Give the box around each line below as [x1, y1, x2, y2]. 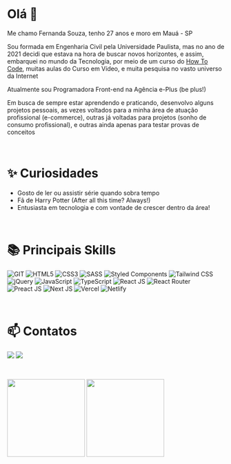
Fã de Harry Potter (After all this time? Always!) [17, 196, 151, 204]
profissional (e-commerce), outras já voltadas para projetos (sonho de [7, 113, 207, 122]
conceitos [7, 128, 36, 136]
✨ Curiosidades [7, 166, 99, 182]
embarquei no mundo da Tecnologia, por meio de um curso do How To [7, 57, 208, 65]
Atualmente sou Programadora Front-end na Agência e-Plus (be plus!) [7, 85, 207, 93]
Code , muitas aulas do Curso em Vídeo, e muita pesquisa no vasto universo [7, 64, 222, 72]
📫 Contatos [7, 324, 77, 339]
